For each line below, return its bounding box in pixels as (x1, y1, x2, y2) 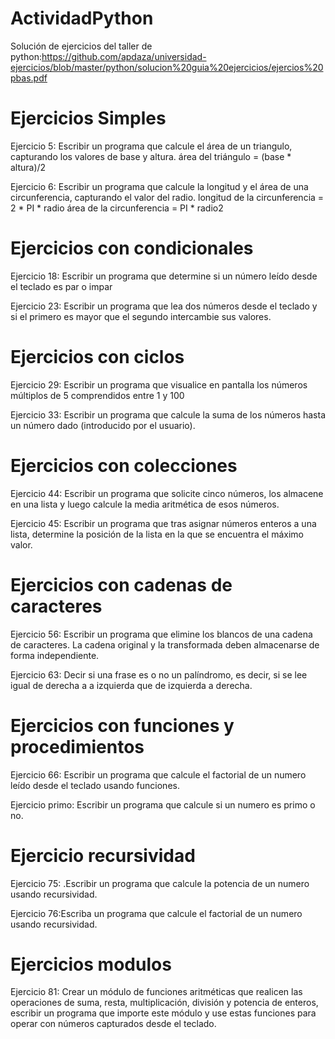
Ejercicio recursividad (10, 844, 196, 867)
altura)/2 (10, 161, 47, 173)
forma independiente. (10, 649, 100, 661)
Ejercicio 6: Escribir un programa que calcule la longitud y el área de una (10, 180, 309, 192)
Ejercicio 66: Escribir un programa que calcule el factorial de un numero (10, 768, 307, 781)
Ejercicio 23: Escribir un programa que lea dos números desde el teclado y (10, 300, 318, 312)
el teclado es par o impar (10, 280, 113, 292)
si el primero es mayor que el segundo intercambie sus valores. (10, 310, 272, 322)
